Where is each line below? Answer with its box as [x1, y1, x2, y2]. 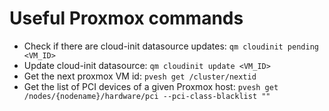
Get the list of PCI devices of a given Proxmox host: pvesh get [23, 80, 279, 92]
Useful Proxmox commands [9, 7, 244, 30]
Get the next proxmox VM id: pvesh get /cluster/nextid [23, 70, 257, 82]
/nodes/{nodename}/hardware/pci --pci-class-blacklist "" [23, 91, 271, 101]
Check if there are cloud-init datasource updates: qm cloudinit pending [23, 40, 319, 52]
